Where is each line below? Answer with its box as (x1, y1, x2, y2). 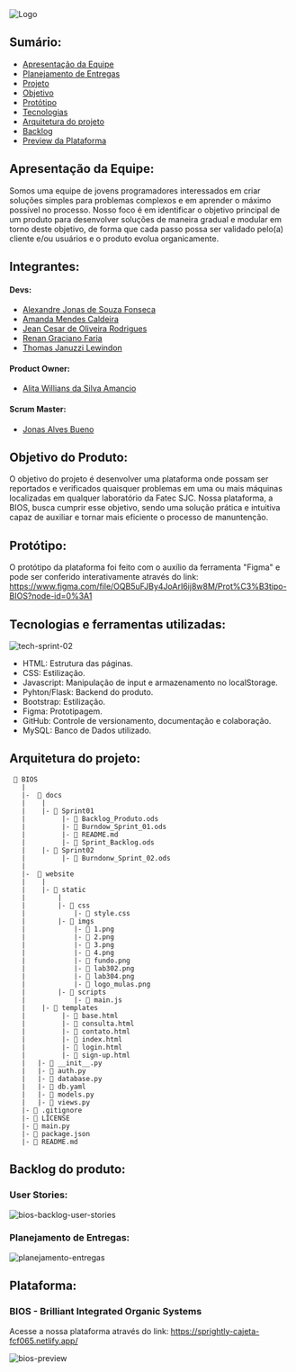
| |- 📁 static (21, 885, 87, 894)
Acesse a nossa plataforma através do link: (9, 1325, 169, 1336)
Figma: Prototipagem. (22, 706, 103, 717)
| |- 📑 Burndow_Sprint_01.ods (21, 822, 167, 831)
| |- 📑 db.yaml (21, 1082, 87, 1091)
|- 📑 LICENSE (21, 1114, 70, 1123)
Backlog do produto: (9, 1161, 126, 1178)
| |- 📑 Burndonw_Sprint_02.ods (21, 853, 171, 862)
